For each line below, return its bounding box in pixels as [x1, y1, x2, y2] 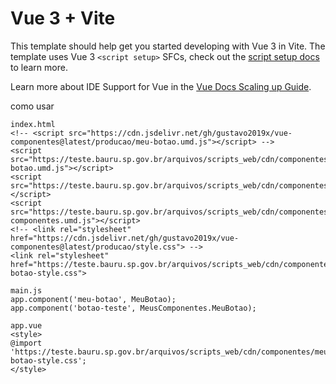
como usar [10, 100, 55, 112]
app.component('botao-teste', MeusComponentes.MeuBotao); [10, 303, 257, 313]
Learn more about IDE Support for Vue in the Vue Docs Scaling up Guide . [10, 80, 312, 92]
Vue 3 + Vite [10, 7, 116, 30]
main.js [10, 285, 43, 296]
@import [10, 338, 43, 348]
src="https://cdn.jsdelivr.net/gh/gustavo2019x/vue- [68, 128, 293, 138]
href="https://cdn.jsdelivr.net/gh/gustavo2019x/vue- [10, 233, 240, 243]
